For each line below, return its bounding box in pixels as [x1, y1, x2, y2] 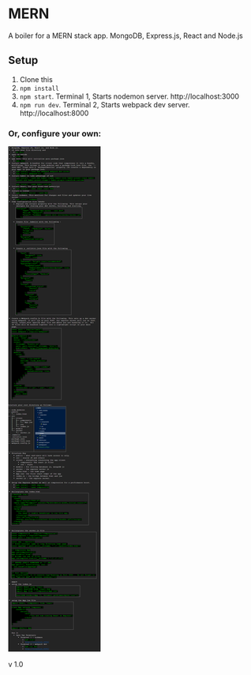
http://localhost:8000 [19, 108, 89, 118]
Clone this [19, 74, 53, 84]
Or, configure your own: [8, 128, 102, 139]
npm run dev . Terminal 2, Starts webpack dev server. [19, 99, 191, 109]
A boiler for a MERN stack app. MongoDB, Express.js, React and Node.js [8, 31, 243, 40]
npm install [19, 84, 59, 92]
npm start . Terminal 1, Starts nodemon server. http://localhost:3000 [19, 92, 239, 101]
